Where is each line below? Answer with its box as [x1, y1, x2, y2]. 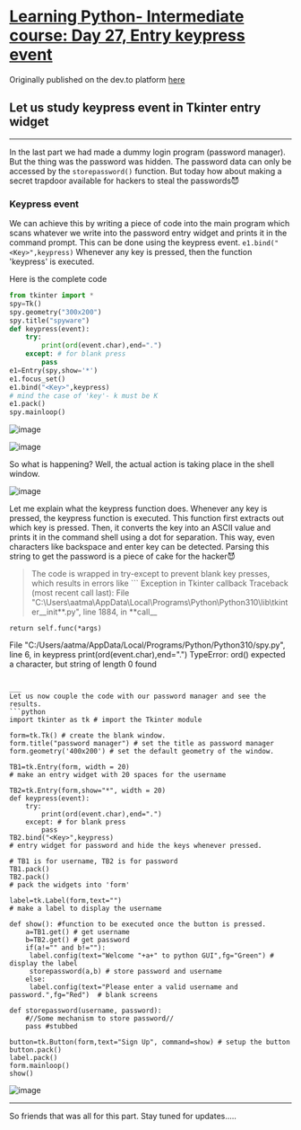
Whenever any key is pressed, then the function [75, 247, 253, 258]
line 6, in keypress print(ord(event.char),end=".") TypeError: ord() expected [9, 649, 286, 660]
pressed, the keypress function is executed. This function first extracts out [9, 513, 285, 524]
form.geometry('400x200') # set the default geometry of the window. [9, 747, 275, 756]
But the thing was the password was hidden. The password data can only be [9, 155, 292, 167]
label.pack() [9, 1054, 58, 1063]
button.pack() [9, 1046, 63, 1055]
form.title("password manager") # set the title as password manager [9, 739, 275, 748]
